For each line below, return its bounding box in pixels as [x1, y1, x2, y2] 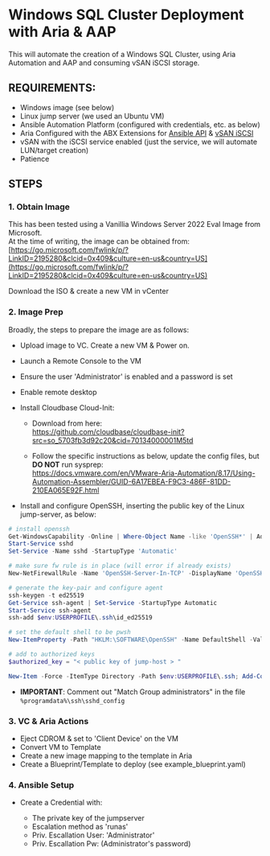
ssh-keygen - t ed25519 [8, 591, 84, 599]
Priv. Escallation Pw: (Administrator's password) [31, 839, 191, 849]
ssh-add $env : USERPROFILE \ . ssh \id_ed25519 [8, 614, 153, 622]
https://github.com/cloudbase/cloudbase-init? [31, 426, 185, 436]
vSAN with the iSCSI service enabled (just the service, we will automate [19, 137, 258, 146]
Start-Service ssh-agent [8, 606, 92, 615]
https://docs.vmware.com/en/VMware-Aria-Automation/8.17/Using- [31, 468, 256, 478]
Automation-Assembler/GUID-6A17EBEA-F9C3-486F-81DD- [31, 476, 231, 486]
